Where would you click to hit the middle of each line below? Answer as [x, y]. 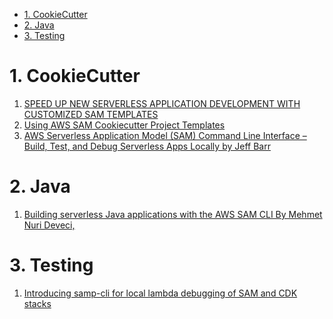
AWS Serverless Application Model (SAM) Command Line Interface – [165, 135]
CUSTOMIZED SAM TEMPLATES [91, 114]
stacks [37, 303]
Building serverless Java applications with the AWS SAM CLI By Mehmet [173, 214]
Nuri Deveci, [49, 225]
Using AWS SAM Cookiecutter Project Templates [124, 125]
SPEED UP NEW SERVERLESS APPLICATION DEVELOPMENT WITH [162, 103]
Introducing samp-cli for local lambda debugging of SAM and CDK [160, 293]
